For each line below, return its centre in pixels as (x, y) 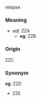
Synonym (17, 73)
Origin (13, 49)
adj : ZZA (21, 31)
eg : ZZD (13, 84)
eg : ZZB (28, 36)
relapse (13, 7)
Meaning (16, 20)
